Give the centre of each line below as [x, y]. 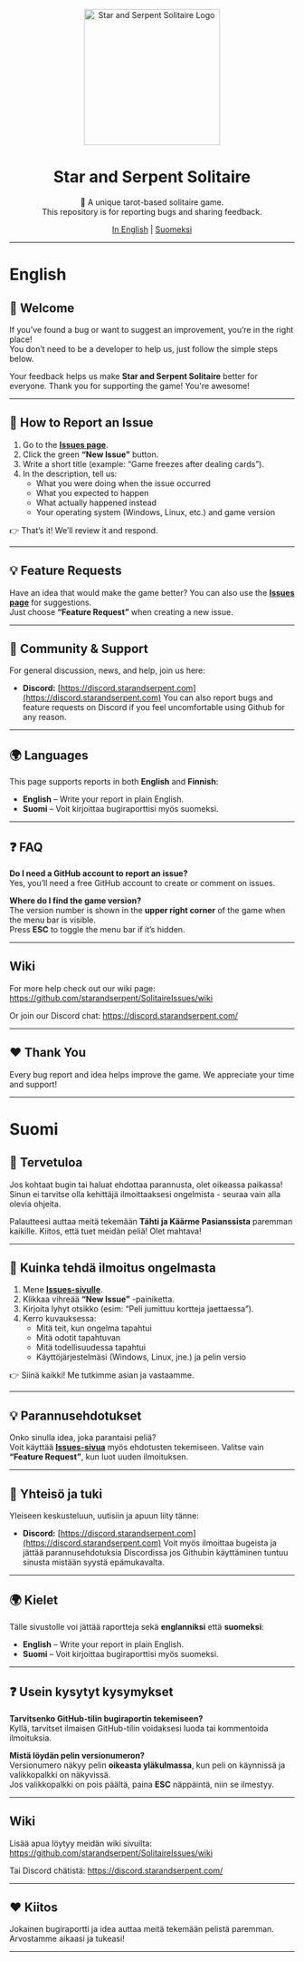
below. [22, 358]
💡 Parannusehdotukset [76, 1415]
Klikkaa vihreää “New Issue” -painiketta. [98, 1299]
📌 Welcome [42, 308]
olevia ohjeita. [35, 1204]
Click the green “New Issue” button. [90, 454]
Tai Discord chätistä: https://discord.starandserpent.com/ [116, 1870]
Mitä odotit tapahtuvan [78, 1338]
